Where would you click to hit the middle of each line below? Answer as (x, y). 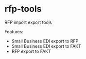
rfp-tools (23, 9)
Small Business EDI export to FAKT (46, 46)
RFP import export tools (28, 22)
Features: (14, 31)
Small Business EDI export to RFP (45, 41)
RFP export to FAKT (31, 51)
